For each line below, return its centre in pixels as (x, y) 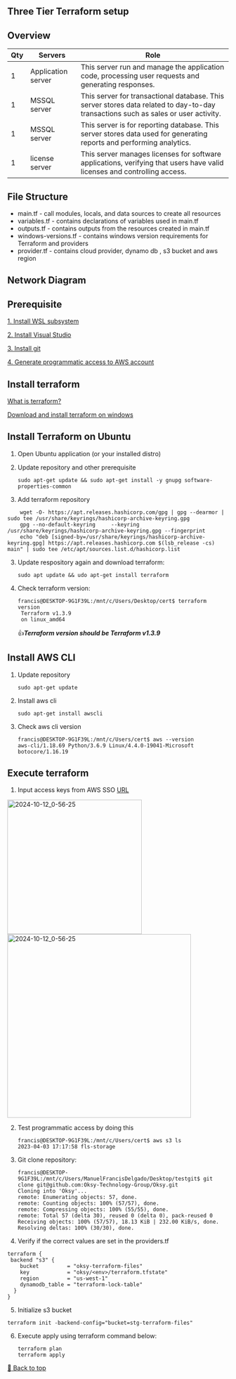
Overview (29, 35)
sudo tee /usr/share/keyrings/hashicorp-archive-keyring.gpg (99, 518)
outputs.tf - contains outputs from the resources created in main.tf (113, 228)
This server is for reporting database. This (150, 125)
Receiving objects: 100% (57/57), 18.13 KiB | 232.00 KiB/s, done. (118, 1222)
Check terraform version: (54, 588)
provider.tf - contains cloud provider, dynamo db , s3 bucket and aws (118, 251)
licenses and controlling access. (133, 171)
